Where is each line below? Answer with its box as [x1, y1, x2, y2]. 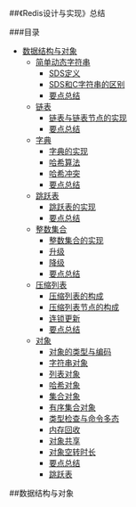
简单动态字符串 [35, 57, 91, 67]
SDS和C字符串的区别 [48, 79, 125, 89]
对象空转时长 [48, 446, 96, 457]
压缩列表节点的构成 [48, 302, 120, 312]
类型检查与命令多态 [48, 413, 120, 423]
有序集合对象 [48, 402, 96, 413]
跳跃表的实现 [48, 201, 96, 212]
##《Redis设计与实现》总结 [9, 8, 106, 18]
